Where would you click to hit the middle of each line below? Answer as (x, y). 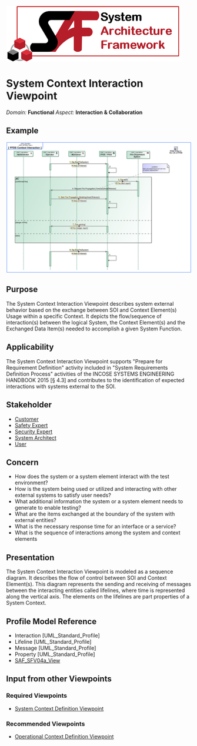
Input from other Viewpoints (59, 679)
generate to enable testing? (48, 508)
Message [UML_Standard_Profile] (55, 648)
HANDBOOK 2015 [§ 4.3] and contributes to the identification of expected (95, 380)
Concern (23, 462)
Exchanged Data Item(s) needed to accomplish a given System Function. (94, 329)
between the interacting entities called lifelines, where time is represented (96, 590)
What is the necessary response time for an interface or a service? (95, 527)
